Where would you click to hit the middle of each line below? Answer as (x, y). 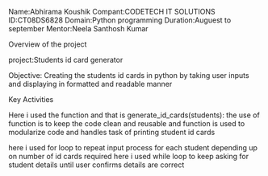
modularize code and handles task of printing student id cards (112, 132)
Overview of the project (48, 44)
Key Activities (31, 99)
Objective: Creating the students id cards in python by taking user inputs (129, 75)
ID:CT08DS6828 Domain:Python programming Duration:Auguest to (120, 20)
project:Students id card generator (66, 60)
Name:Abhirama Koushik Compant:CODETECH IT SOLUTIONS (112, 12)
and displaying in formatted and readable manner (90, 84)
